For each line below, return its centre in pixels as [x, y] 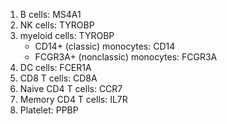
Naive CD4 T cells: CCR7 [71, 88]
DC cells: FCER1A [55, 67]
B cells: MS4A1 [50, 14]
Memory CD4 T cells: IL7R [73, 99]
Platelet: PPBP [49, 110]
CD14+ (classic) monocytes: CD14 [105, 46]
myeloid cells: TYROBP [67, 35]
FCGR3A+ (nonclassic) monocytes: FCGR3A [126, 57]
